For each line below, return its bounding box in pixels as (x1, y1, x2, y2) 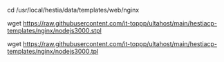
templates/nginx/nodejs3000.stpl (7, 27, 102, 34)
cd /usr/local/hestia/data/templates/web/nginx (7, 6, 140, 14)
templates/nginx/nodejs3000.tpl (7, 48, 99, 55)
